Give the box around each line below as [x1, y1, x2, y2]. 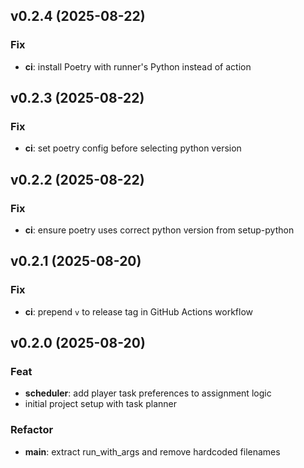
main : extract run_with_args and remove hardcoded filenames [24, 445, 281, 458]
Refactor [10, 423, 54, 437]
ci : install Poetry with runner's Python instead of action [24, 60, 252, 73]
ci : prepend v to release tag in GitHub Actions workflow [24, 305, 254, 318]
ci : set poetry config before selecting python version [24, 142, 242, 154]
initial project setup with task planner [24, 398, 177, 410]
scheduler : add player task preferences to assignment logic [24, 387, 272, 399]
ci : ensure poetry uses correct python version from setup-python [24, 224, 295, 236]
